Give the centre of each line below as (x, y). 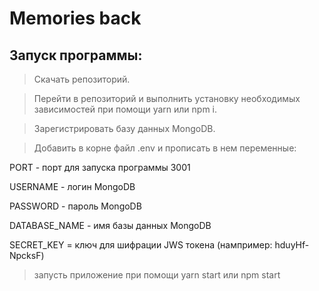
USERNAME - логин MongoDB (72, 186)
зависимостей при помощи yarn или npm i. (125, 109)
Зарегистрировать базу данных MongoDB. (124, 128)
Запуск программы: (76, 55)
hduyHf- (292, 245)
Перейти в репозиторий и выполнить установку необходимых (167, 98)
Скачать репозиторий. (82, 79)
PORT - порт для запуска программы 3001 (100, 167)
